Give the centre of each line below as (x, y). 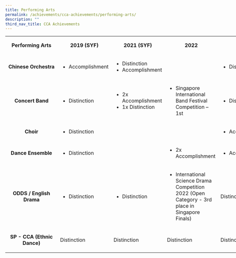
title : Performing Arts (30, 10)
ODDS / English (31, 193)
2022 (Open (190, 193)
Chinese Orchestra (32, 67)
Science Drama (194, 181)
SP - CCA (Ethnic (31, 237)
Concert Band (32, 101)
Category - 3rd (194, 200)
